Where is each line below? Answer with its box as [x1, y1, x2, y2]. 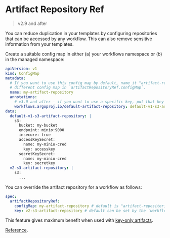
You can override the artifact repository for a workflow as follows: [5, 184, 142, 190]
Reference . [5, 227, 28, 233]
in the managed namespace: [5, 56, 65, 62]
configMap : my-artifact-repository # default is [14, 203, 119, 209]
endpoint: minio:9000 [18, 128, 65, 133]
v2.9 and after [17, 20, 47, 26]
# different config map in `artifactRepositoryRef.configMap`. [10, 85, 146, 90]
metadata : [5, 75, 26, 81]
